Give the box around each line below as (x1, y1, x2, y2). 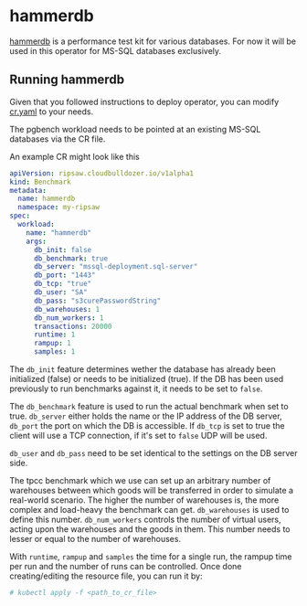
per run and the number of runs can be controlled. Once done (9, 561, 242, 571)
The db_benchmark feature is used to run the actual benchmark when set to (9, 401, 290, 411)
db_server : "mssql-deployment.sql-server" (33, 262, 198, 271)
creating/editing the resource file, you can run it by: (9, 570, 203, 581)
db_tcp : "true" (33, 280, 92, 289)
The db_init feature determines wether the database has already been (9, 364, 276, 375)
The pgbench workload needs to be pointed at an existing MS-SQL (9, 123, 261, 134)
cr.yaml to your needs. (9, 106, 94, 117)
